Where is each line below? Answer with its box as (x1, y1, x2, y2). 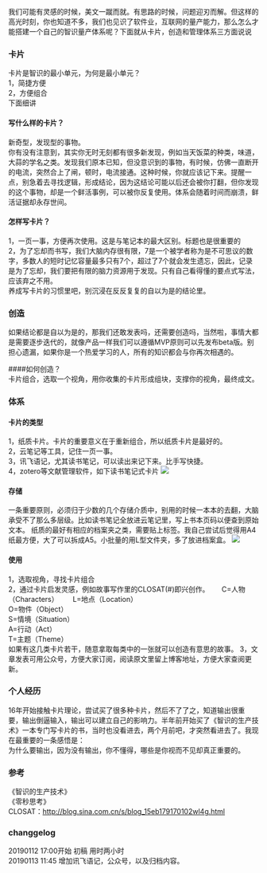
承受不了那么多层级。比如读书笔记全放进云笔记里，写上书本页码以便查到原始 (8, 515, 259, 525)
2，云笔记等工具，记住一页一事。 (8, 446, 118, 456)
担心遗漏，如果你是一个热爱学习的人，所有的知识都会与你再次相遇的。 (8, 348, 238, 356)
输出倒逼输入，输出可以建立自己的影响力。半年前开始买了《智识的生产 (21, 715, 252, 725)
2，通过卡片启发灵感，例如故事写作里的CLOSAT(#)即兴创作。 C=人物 (8, 584, 246, 594)
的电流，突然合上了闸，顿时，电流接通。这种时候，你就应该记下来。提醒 (8, 167, 245, 177)
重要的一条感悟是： (21, 735, 85, 745)
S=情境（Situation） (8, 614, 74, 623)
